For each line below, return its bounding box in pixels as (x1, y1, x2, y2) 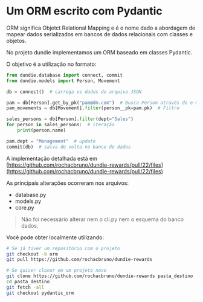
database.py (14, 191, 47, 198)
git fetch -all (6, 284, 45, 291)
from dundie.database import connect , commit (6, 72, 123, 78)
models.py (14, 198, 42, 205)
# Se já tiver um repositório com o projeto (6, 245, 120, 251)
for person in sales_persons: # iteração (6, 122, 115, 128)
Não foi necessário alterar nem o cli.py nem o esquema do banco (21, 216, 184, 223)
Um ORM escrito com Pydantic (6, 4, 163, 18)
